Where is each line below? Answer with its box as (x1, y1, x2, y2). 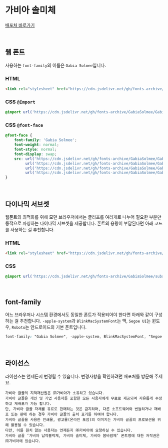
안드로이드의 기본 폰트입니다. (30, 324, 86, 330)
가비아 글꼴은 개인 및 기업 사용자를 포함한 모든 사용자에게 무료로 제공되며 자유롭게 (5, 396, 153, 401)
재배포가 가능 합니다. (14, 401, 52, 406)
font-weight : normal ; (14, 142, 59, 147)
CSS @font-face (5, 121, 43, 128)
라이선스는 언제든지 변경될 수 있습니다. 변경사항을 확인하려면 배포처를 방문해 (5, 373, 153, 379)
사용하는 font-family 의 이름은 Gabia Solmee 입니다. (5, 62, 106, 68)
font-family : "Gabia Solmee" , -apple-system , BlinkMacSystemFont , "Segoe (5, 334, 162, 339)
